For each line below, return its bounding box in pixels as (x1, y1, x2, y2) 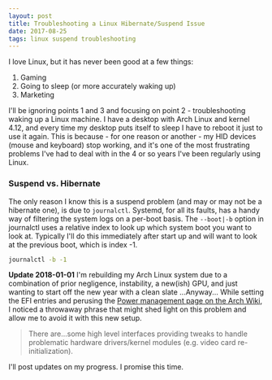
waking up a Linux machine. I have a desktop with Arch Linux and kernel (8, 115, 250, 124)
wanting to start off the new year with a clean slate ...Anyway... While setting (8, 287, 265, 297)
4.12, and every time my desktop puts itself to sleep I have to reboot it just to (8, 123, 263, 133)
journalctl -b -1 (8, 256, 67, 264)
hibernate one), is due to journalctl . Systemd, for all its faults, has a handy (8, 205, 260, 215)
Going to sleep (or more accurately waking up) (19, 81, 176, 91)
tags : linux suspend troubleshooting (8, 34, 136, 43)
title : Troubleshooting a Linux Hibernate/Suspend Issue (8, 20, 205, 28)
